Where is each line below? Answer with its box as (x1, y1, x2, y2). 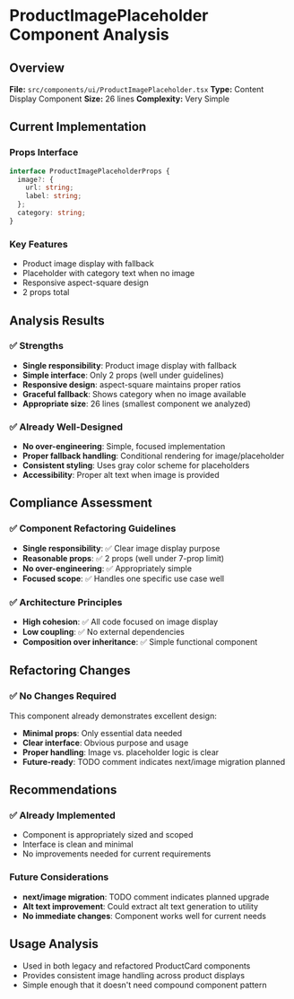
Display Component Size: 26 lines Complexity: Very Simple (9, 93, 230, 104)
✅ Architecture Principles (9, 595, 123, 608)
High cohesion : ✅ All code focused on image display (22, 616, 219, 628)
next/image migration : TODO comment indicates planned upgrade (22, 891, 270, 902)
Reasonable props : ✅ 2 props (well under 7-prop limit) (22, 552, 225, 563)
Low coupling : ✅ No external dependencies (22, 627, 186, 638)
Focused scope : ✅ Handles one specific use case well (22, 573, 225, 584)
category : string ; (17, 208, 87, 218)
